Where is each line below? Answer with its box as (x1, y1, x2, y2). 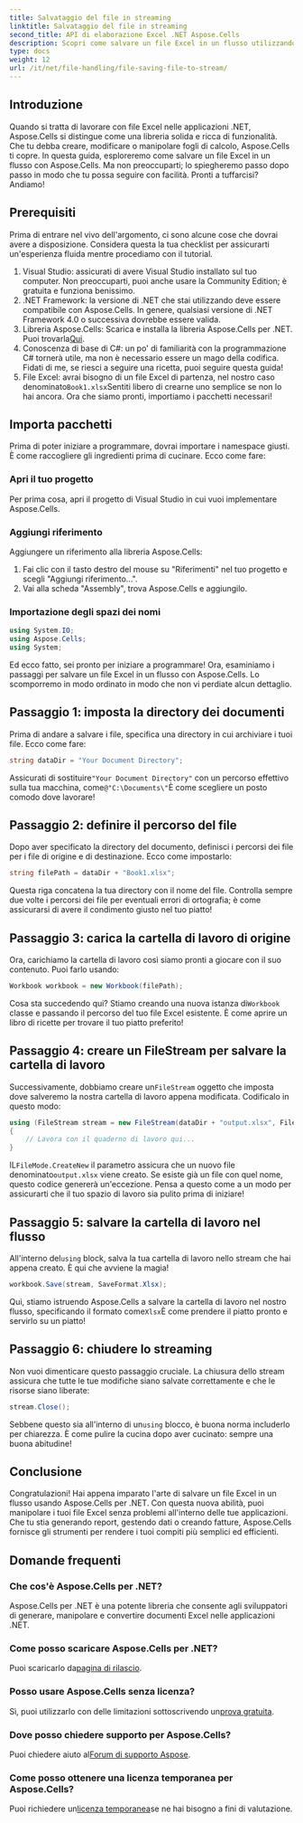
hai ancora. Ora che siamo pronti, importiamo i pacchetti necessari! (22, 391, 272, 401)
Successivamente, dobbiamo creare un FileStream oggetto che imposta (9, 1082, 274, 1092)
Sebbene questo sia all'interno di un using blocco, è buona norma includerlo (9, 1419, 290, 1430)
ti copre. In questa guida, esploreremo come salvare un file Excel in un (9, 150, 271, 161)
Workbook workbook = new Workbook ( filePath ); (9, 982, 183, 991)
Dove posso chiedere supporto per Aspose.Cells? (9, 1728, 232, 1741)
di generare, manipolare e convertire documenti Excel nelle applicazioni (9, 1610, 275, 1621)
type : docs (9, 47, 50, 56)
